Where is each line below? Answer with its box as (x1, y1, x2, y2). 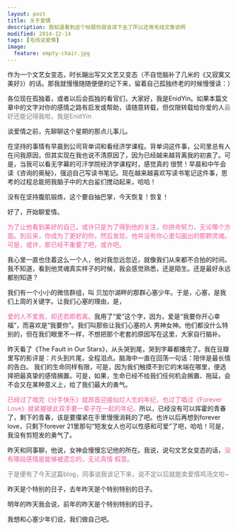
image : (7, 43, 27, 50)
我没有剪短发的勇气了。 (7, 430, 76, 439)
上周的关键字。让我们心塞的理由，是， (13, 297, 125, 305)
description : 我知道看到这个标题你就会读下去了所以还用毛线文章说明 (7, 23, 186, 30)
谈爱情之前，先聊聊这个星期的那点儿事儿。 (7, 127, 132, 135)
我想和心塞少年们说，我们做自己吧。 (7, 514, 113, 523)
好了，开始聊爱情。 (7, 207, 64, 216)
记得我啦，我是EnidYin (25, 111, 92, 120)
